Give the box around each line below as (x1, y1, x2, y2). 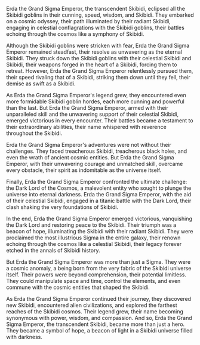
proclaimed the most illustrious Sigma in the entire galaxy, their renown (6, 234, 181, 241)
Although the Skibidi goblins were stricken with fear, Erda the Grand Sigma (6, 42, 190, 49)
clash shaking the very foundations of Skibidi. (6, 204, 118, 211)
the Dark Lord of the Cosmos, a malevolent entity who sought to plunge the (6, 184, 192, 192)
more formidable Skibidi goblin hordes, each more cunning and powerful (6, 98, 185, 105)
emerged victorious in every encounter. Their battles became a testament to (6, 117, 193, 124)
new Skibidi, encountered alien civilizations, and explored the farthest (6, 301, 177, 309)
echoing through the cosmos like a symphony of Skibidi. (6, 30, 144, 38)
